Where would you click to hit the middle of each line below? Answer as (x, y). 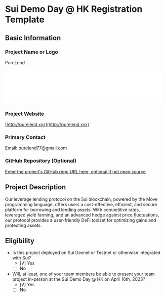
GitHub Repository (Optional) (41, 161)
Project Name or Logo (32, 52)
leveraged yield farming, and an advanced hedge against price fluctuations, (82, 215)
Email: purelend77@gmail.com (36, 148)
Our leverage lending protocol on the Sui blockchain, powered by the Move (82, 199)
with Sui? (21, 258)
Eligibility (20, 241)
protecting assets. (23, 225)
